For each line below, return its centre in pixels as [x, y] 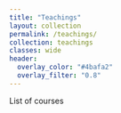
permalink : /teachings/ [53, 34]
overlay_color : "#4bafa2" [65, 68]
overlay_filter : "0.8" [59, 76]
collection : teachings [51, 42]
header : [24, 59]
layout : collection [45, 26]
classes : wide [36, 51]
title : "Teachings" [45, 17]
